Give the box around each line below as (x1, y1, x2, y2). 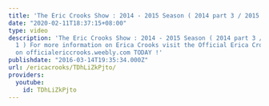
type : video (8, 26, 48, 34)
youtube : (15, 78, 45, 86)
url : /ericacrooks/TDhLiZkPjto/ (8, 64, 116, 72)
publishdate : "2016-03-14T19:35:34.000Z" (8, 57, 149, 65)
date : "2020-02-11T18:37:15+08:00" (8, 19, 127, 27)
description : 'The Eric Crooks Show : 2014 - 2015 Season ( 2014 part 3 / (8, 33, 263, 42)
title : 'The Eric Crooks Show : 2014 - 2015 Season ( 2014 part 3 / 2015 (8, 11, 260, 20)
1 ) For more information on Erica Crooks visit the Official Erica (15, 41, 249, 49)
